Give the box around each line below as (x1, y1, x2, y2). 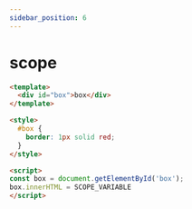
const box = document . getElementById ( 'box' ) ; (9, 174, 184, 184)
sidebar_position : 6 (9, 13, 88, 23)
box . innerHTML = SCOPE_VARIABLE (9, 183, 131, 192)
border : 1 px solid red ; (25, 133, 116, 142)
